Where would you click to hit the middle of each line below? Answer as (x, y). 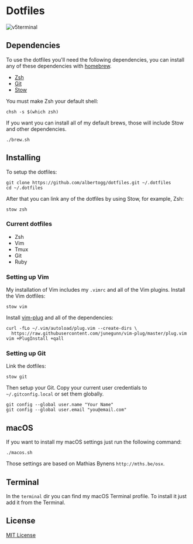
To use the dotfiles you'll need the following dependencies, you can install (95, 59)
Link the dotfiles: (26, 366)
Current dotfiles (29, 224)
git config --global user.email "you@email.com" (66, 410)
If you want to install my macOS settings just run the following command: (94, 442)
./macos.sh (19, 453)
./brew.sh (18, 140)
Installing (23, 158)
